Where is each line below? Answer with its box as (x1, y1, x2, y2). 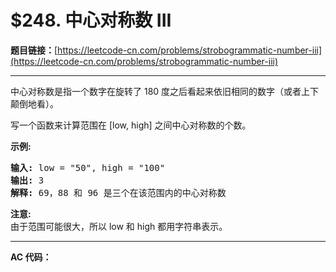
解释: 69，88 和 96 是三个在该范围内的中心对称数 (10, 187, 227, 198)
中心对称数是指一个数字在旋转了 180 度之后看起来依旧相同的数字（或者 (10, 85, 302, 97)
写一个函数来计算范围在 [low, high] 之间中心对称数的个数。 (10, 119, 252, 131)
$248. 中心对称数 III (10, 9, 172, 32)
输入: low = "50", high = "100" (10, 162, 166, 173)
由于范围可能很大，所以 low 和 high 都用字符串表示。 (10, 220, 228, 232)
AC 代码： (10, 251, 52, 263)
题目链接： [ (10, 44, 58, 56)
